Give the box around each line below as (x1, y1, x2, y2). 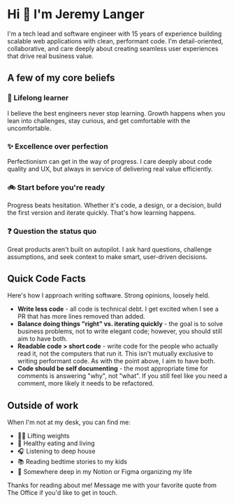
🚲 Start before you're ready (7, 182, 105, 192)
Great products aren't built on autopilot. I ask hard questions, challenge (7, 245, 212, 253)
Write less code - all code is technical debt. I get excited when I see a (17, 304, 219, 314)
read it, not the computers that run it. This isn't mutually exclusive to (17, 349, 214, 358)
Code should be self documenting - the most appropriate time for (17, 364, 208, 373)
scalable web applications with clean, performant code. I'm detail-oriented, (7, 36, 224, 45)
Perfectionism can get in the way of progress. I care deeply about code (7, 157, 212, 165)
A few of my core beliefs (7, 72, 115, 84)
